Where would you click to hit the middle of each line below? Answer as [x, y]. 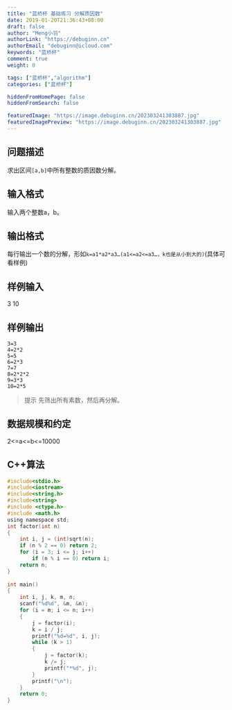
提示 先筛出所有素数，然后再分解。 [73, 400]
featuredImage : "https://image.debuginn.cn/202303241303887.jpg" [103, 116]
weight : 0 [21, 65]
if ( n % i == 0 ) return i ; [71, 559]
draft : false [26, 26]
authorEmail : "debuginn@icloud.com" [60, 46]
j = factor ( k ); [66, 656]
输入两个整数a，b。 [35, 212]
